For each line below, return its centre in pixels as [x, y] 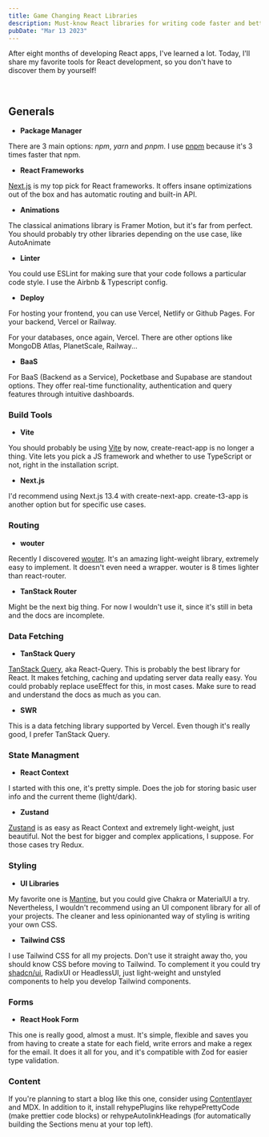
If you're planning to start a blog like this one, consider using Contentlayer [130, 1099]
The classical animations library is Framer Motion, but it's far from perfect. [131, 226]
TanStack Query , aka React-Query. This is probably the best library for [124, 669]
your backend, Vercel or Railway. [62, 322]
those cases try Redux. [46, 845]
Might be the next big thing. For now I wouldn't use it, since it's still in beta [131, 606]
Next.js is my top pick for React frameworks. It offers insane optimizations [130, 186]
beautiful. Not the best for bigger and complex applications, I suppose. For [131, 837]
